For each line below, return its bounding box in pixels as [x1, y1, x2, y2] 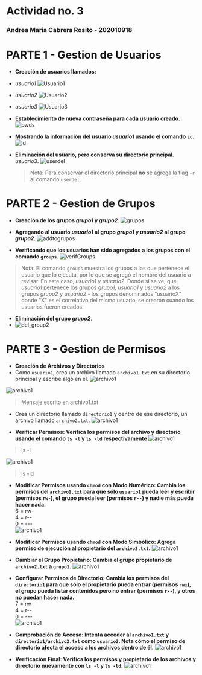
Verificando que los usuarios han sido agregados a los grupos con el [14, 246, 191, 254]
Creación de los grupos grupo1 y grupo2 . [14, 216, 119, 224]
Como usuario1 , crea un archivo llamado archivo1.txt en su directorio [14, 368, 191, 376]
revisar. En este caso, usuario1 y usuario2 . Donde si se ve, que [21, 277, 177, 284]
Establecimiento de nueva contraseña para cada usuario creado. [14, 115, 181, 122]
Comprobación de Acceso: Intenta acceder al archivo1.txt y [14, 631, 169, 638]
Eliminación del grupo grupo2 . [14, 315, 92, 322]
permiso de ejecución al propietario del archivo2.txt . [14, 545, 151, 552]
